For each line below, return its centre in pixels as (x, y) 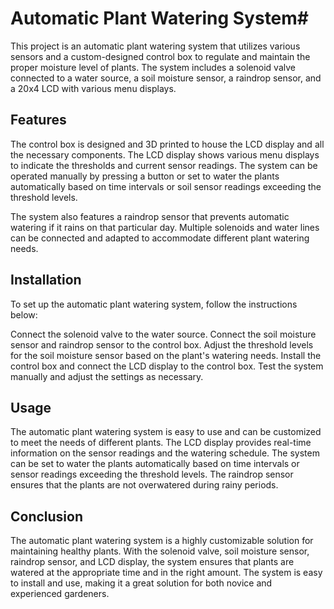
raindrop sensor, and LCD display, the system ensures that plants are (152, 562)
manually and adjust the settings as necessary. (107, 376)
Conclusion (47, 516)
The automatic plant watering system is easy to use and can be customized (166, 432)
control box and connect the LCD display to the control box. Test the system (167, 366)
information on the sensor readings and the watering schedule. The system (165, 453)
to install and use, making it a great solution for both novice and (141, 583)
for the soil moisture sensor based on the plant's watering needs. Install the (166, 355)
